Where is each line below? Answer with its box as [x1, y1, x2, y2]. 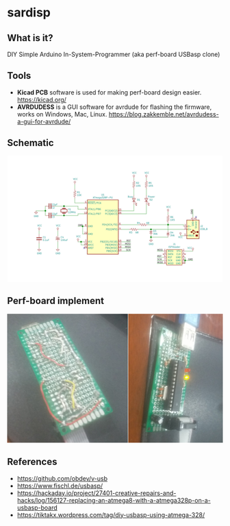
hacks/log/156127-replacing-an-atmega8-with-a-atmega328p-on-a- [16, 496, 211, 504]
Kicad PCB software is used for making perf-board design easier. [16, 88, 202, 97]
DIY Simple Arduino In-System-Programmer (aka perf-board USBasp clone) [7, 50, 220, 58]
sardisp [7, 5, 51, 21]
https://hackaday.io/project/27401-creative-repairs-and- [16, 488, 177, 497]
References [7, 456, 57, 468]
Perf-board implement [7, 295, 105, 307]
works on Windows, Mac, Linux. [16, 110, 107, 118]
